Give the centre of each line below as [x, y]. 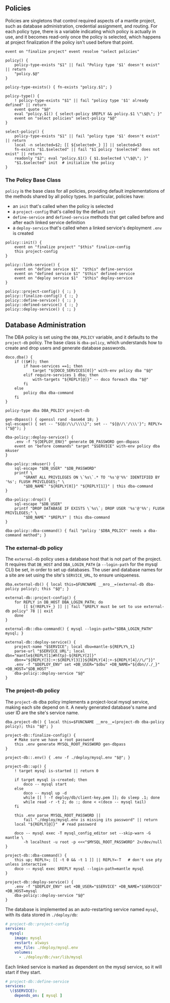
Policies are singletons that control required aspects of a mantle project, [80, 20]
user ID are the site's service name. [42, 712]
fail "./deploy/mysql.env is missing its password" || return [91, 820]
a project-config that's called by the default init [64, 212]
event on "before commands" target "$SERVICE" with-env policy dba [87, 446]
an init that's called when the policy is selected [63, 206]
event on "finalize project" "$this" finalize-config [72, 247]
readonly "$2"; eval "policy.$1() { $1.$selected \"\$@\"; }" [81, 158]
